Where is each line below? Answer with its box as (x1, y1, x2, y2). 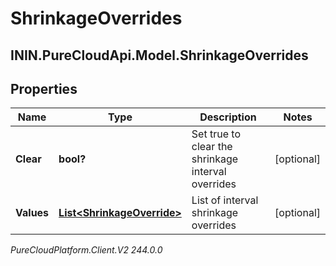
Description (199, 110, 257, 124)
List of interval (191, 193, 259, 207)
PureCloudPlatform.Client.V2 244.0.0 (10, 244, 163, 256)
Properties (10, 80, 78, 97)
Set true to (191, 127, 241, 141)
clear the (191, 140, 233, 154)
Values (15, 206, 50, 220)
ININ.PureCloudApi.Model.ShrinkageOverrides (10, 47, 309, 64)
